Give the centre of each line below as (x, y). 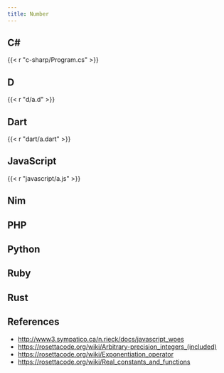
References (33, 322)
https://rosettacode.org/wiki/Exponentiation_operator (96, 354)
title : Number (28, 14)
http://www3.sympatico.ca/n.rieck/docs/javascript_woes (101, 339)
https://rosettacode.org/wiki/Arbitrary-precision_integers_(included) (117, 347)
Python (24, 249)
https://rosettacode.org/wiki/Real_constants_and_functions (104, 362)
